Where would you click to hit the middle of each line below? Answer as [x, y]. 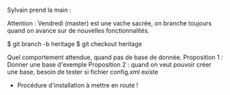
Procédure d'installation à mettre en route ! [78, 85]
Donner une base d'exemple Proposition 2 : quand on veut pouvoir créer [109, 64]
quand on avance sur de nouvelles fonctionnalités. [78, 31]
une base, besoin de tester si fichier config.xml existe [83, 72]
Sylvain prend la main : [39, 10]
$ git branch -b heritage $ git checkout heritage [74, 44]
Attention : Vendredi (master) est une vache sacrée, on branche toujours [110, 23]
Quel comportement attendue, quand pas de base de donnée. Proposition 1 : [115, 57]
